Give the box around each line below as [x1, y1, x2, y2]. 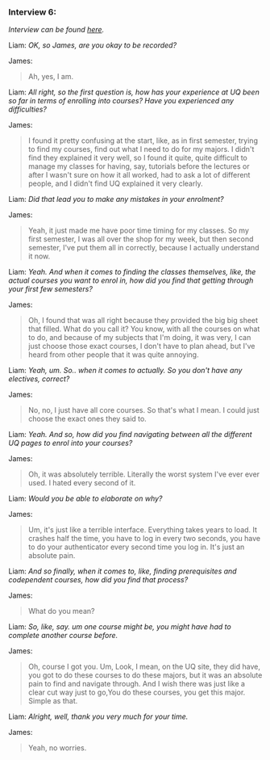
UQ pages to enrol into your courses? [8, 439, 133, 448]
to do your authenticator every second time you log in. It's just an [27, 542, 245, 552]
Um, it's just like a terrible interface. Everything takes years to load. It [27, 525, 258, 535]
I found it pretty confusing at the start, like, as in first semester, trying [27, 136, 258, 145]
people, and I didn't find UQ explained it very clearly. [27, 178, 203, 188]
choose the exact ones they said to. [27, 414, 147, 424]
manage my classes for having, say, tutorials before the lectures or [27, 162, 250, 171]
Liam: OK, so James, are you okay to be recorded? [8, 40, 177, 50]
